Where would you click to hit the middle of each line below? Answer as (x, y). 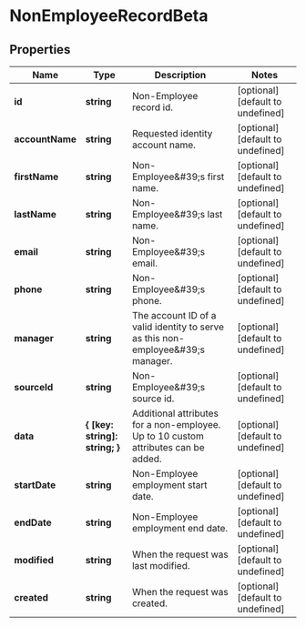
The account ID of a (174, 315)
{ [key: (99, 425)
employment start (169, 485)
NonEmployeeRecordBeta (109, 16)
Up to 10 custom (168, 436)
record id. (153, 107)
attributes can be (168, 447)
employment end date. (180, 528)
